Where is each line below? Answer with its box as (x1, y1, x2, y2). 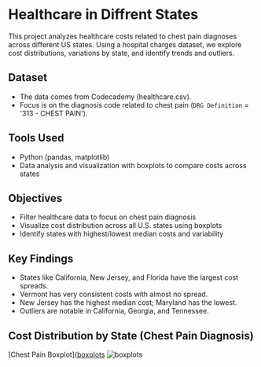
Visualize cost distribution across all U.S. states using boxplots (19, 221, 222, 230)
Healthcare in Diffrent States (8, 6, 199, 24)
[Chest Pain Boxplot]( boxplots (8, 350, 105, 359)
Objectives (8, 191, 63, 205)
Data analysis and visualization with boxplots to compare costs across (19, 160, 247, 170)
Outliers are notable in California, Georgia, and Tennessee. (19, 306, 210, 316)
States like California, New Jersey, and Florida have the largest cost (19, 273, 239, 282)
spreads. (19, 281, 49, 291)
